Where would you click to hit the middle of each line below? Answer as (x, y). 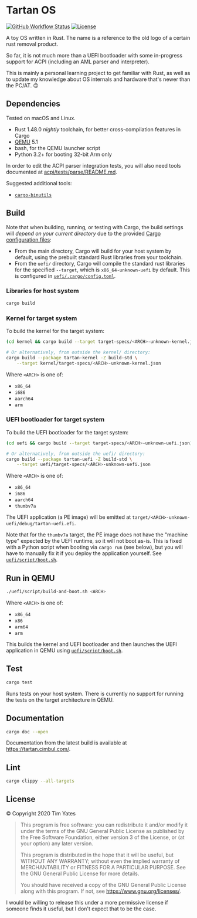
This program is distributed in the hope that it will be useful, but (97, 855)
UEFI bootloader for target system (55, 420)
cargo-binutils (33, 195)
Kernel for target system (42, 318)
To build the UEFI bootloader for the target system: (67, 432)
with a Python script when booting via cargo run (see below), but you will (94, 547)
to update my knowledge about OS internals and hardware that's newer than (98, 79)
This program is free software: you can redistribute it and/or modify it (104, 825)
